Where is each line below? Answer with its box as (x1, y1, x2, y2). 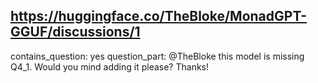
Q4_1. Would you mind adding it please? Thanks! (10, 60, 210, 73)
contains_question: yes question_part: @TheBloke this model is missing (10, 50, 305, 62)
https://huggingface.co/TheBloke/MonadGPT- (10, 8, 308, 25)
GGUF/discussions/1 (10, 24, 141, 41)
